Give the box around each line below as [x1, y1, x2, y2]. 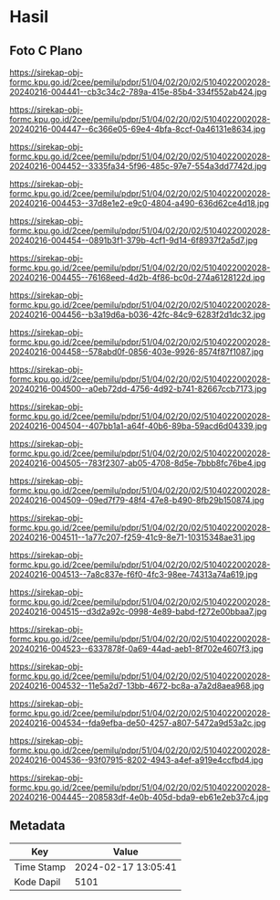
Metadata [9, 818, 66, 833]
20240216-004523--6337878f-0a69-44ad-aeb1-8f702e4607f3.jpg [9, 643, 264, 654]
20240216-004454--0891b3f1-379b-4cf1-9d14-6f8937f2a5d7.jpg [9, 235, 258, 246]
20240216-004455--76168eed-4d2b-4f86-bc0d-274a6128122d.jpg [9, 272, 265, 282]
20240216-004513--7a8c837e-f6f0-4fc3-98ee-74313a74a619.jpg [9, 569, 258, 579]
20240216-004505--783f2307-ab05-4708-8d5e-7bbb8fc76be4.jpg [9, 458, 266, 468]
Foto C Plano [9, 43, 83, 58]
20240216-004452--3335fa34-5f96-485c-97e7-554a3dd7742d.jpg [9, 161, 267, 171]
